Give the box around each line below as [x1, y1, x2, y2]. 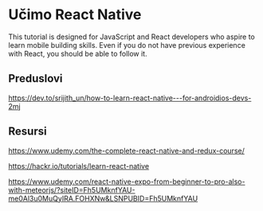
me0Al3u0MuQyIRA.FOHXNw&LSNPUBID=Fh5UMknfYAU [8, 193, 198, 203]
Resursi [8, 125, 47, 139]
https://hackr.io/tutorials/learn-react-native [8, 161, 150, 170]
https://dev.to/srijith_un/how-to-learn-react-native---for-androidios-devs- [8, 93, 252, 103]
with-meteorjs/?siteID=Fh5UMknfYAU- [8, 185, 135, 194]
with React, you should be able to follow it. [8, 49, 147, 58]
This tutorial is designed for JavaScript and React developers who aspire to [8, 32, 255, 41]
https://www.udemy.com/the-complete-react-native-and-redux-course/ [8, 146, 245, 155]
